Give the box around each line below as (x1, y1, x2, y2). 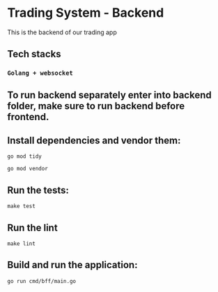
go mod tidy (7, 153, 42, 160)
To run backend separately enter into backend (7, 89, 212, 101)
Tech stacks (7, 48, 61, 60)
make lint (7, 240, 36, 247)
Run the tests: (7, 184, 70, 196)
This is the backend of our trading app (7, 28, 117, 36)
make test (7, 203, 36, 210)
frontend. (7, 110, 49, 123)
